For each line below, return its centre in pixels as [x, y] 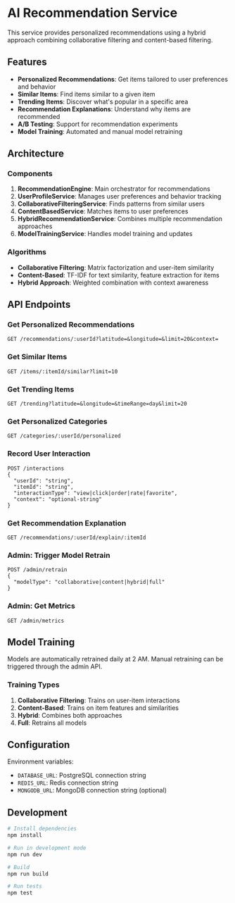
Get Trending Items [41, 389]
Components [30, 174]
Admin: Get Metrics [41, 606]
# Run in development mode [47, 848]
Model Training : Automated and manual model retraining [100, 131]
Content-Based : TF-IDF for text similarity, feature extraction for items [118, 275]
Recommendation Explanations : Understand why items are [104, 109]
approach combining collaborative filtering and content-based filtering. [110, 39]
